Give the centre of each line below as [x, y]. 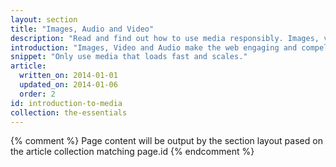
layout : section [44, 19]
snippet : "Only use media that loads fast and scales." [129, 57]
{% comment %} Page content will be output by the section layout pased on [166, 141]
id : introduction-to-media [66, 103]
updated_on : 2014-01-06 [68, 85]
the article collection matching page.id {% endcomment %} [132, 152]
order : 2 [37, 94]
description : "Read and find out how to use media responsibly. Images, [165, 38]
